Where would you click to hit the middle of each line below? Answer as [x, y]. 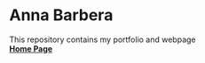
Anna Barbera [61, 15]
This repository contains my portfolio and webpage [103, 39]
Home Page [31, 48]
